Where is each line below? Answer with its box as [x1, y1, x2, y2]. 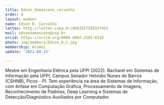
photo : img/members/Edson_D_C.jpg [5, 40, 77, 45]
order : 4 [5, 12, 23, 17]
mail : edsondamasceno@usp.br [5, 30, 66, 35]
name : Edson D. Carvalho [5, 21, 57, 26]
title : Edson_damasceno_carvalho [5, 7, 75, 12]
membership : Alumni [5, 44, 46, 49]
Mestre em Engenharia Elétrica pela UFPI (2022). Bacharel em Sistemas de [5, 67, 159, 73]
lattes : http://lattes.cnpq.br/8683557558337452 [5, 26, 108, 31]
